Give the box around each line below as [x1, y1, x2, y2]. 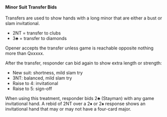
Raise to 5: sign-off [12, 85, 52, 92]
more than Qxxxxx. [5, 50, 44, 56]
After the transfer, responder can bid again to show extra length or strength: [5, 60, 162, 66]
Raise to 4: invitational [12, 80, 59, 86]
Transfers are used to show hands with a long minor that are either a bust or [5, 15, 162, 21]
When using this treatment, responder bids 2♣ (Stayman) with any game [5, 95, 154, 101]
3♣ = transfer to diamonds [12, 35, 67, 41]
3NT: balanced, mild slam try [12, 75, 72, 81]
